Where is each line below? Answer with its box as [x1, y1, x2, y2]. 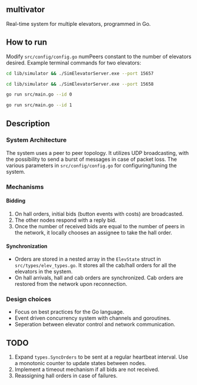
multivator [6, 5, 45, 15]
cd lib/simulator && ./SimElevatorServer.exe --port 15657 [6, 70, 154, 76]
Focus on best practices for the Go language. [14, 308, 125, 316]
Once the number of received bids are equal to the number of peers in [14, 222, 185, 229]
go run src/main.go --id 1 [6, 102, 72, 108]
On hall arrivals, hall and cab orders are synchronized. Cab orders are [14, 274, 183, 281]
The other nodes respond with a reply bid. [14, 217, 116, 224]
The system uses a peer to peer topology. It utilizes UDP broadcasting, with [6, 149, 189, 156]
